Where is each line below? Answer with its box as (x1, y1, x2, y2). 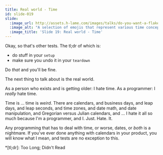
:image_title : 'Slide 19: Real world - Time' (9, 30, 103, 34)
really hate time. (5, 91, 37, 96)
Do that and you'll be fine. (5, 67, 57, 73)
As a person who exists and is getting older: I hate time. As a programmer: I (5, 86, 156, 91)
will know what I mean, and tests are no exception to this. (5, 135, 120, 141)
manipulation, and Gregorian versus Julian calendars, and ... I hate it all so (5, 110, 153, 116)
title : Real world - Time (5, 7, 57, 12)
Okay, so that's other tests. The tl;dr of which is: (5, 43, 101, 48)
